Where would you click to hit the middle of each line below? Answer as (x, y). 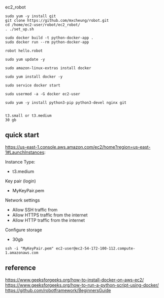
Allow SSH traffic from (35, 210)
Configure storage (24, 230)
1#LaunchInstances (25, 152)
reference (20, 268)
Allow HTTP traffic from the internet (49, 220)
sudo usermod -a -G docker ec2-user (43, 94)
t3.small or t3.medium (28, 116)
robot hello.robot (24, 51)
